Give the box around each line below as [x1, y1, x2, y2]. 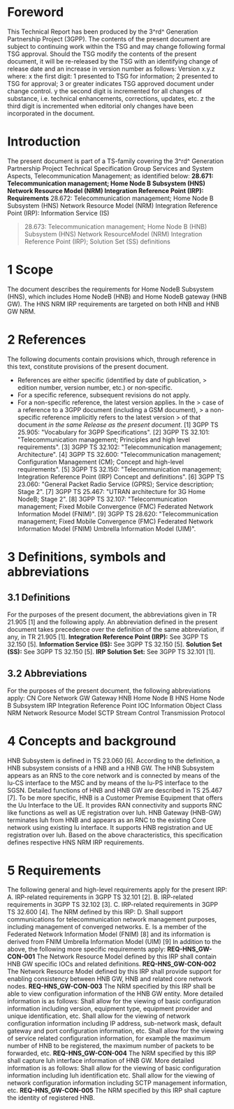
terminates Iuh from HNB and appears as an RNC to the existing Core [7, 816, 206, 824]
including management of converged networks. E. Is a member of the [7, 923, 207, 931]
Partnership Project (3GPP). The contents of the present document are [7, 34, 211, 43]
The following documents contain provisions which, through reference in [7, 355, 217, 363]
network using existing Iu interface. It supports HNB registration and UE [7, 823, 213, 831]
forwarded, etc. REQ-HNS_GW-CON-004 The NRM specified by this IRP [7, 1049, 217, 1057]
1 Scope [7, 262, 54, 278]
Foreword [7, 4, 64, 20]
